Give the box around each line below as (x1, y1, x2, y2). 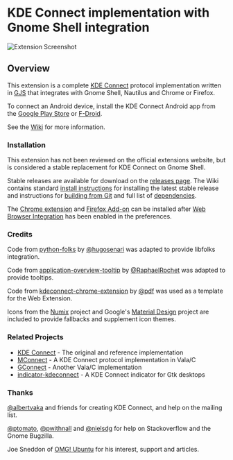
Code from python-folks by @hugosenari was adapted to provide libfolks (7, 245, 216, 254)
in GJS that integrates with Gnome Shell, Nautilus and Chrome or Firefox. (7, 88, 215, 96)
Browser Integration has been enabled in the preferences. (7, 212, 172, 221)
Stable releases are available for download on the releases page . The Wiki (7, 177, 219, 185)
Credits (7, 229, 33, 239)
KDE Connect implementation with (7, 5, 210, 21)
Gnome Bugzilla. (7, 432, 54, 440)
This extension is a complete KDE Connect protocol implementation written (7, 81, 222, 90)
